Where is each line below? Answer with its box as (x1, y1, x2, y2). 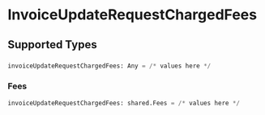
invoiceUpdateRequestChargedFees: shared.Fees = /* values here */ (7, 99, 241, 107)
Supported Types (7, 38, 98, 51)
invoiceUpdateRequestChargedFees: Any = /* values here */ (7, 62, 212, 70)
